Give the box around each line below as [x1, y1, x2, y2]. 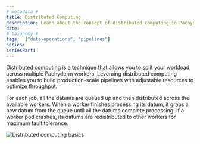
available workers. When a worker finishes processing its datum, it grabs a [6, 101, 189, 108]
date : [6, 25, 20, 32]
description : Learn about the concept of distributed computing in [6, 20, 177, 26]
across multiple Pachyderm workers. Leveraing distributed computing [6, 70, 177, 77]
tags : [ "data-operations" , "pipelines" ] [6, 36, 111, 42]
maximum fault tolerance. [6, 120, 69, 127]
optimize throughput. [6, 83, 58, 90]
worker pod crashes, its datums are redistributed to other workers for [6, 113, 176, 120]
